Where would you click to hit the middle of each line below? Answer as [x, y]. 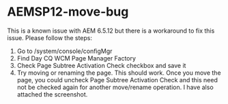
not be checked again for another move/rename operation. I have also [115, 87]
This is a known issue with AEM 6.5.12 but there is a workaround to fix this [111, 31]
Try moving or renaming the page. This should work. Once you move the [119, 73]
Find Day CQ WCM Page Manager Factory [76, 58]
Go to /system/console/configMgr [65, 51]
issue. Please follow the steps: [49, 37]
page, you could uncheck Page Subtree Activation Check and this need [117, 80]
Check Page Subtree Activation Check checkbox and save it [101, 65]
